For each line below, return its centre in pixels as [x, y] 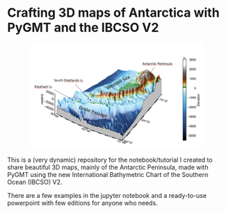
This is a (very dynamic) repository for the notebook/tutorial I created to [110, 160]
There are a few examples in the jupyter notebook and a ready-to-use [107, 196]
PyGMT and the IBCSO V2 [83, 28]
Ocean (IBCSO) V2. [35, 182]
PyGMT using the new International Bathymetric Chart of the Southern [108, 175]
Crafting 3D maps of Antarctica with [114, 13]
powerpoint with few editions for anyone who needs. [82, 203]
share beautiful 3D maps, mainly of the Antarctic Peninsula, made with [108, 167]
